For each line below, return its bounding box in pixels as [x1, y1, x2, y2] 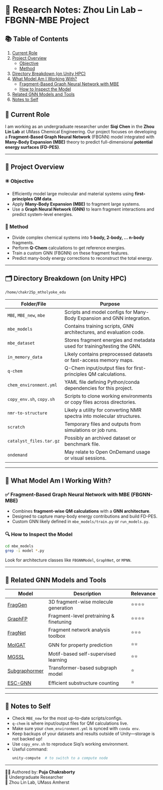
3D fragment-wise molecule [48, 598, 113, 605]
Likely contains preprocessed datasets [64, 351, 153, 358]
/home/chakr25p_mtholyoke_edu [5, 289, 66, 295]
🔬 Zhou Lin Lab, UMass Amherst [5, 779, 69, 785]
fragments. [12, 239, 34, 245]
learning [48, 657, 67, 664]
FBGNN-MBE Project [5, 15, 90, 26]
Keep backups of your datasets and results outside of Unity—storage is [12, 731, 155, 736]
